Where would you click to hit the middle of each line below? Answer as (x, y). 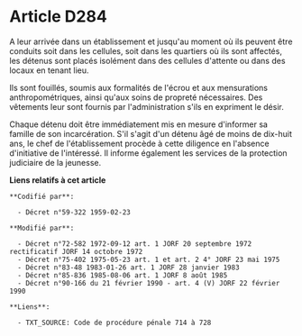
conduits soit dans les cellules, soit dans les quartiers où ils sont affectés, (146, 50)
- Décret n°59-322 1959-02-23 (74, 212)
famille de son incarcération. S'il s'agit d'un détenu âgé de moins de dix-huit (151, 133)
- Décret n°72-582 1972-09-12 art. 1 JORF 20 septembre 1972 (135, 244)
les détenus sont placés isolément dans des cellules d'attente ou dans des (147, 60)
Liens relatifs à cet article (58, 180)
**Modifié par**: (42, 228)
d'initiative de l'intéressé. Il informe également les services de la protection (148, 153)
